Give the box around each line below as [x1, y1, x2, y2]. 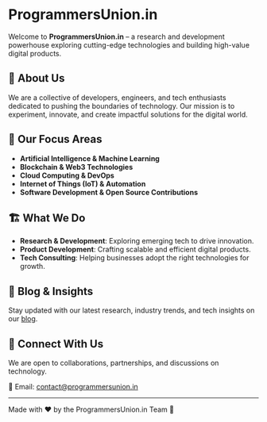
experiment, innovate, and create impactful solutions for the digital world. [8, 109, 248, 119]
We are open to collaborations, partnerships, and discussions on [8, 359, 219, 367]
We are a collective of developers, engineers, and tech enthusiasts [8, 93, 226, 102]
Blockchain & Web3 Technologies [19, 162, 133, 171]
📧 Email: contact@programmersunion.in [8, 382, 139, 391]
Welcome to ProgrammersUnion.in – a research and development [8, 32, 225, 41]
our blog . [8, 314, 38, 324]
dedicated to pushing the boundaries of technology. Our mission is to [8, 101, 235, 110]
